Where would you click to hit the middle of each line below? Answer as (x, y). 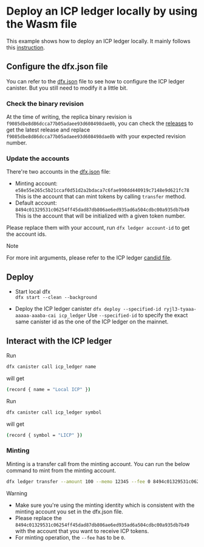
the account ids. (26, 234)
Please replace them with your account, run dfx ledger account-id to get (98, 228)
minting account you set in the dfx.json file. (69, 511)
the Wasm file (42, 24)
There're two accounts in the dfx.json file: (59, 172)
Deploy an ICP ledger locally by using (102, 11)
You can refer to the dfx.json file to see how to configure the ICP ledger (96, 81)
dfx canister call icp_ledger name (51, 367)
